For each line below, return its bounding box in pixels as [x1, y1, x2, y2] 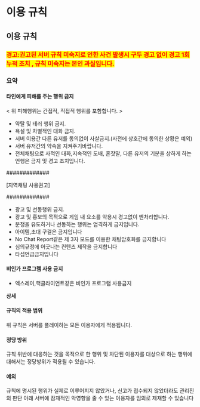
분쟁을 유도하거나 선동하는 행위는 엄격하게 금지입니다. [14, 220, 140, 227]
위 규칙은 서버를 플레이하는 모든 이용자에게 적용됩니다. [6, 322, 133, 329]
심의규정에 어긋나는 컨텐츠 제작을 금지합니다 [14, 243, 118, 250]
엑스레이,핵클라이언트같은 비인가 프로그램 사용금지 [14, 279, 132, 286]
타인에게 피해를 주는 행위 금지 [6, 93, 74, 100]
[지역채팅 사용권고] [6, 181, 51, 189]
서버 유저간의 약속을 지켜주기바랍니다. [14, 142, 103, 149]
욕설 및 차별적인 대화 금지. [14, 127, 76, 134]
